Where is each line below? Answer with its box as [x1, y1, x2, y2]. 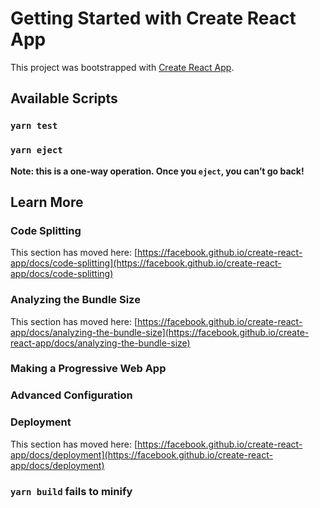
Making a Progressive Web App [10, 362, 167, 376]
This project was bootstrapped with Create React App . [10, 61, 235, 73]
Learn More [10, 193, 84, 211]
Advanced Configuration [10, 388, 133, 402]
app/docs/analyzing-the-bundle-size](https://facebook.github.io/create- [10, 326, 310, 338]
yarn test [10, 120, 58, 132]
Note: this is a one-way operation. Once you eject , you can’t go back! [10, 165, 305, 177]
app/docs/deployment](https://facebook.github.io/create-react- [10, 448, 273, 461]
